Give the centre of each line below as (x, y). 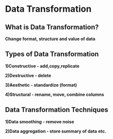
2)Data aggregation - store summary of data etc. (56, 131)
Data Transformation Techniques (57, 110)
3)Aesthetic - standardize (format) (41, 85)
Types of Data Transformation (52, 54)
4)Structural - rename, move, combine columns (55, 94)
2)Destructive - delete (28, 75)
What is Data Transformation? (52, 27)
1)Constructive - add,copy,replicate (42, 66)
